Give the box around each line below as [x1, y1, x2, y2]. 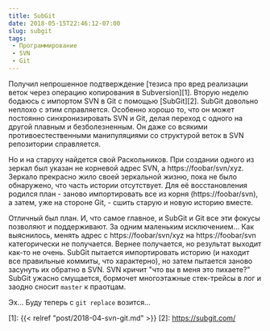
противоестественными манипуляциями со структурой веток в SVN [8, 130, 244, 140]
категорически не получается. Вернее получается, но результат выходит [8, 239, 262, 249]
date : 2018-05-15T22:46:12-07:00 [8, 19, 121, 27]
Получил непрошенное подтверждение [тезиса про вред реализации [8, 78, 248, 89]
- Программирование [11, 42, 78, 50]
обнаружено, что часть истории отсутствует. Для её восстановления [8, 180, 247, 190]
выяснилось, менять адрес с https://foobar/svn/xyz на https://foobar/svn [8, 230, 256, 240]
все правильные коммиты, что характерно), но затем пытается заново [8, 256, 253, 266]
